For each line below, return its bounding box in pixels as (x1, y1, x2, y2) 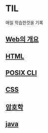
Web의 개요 (5, 35, 39, 44)
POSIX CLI (5, 69, 37, 77)
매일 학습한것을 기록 (5, 19, 43, 25)
